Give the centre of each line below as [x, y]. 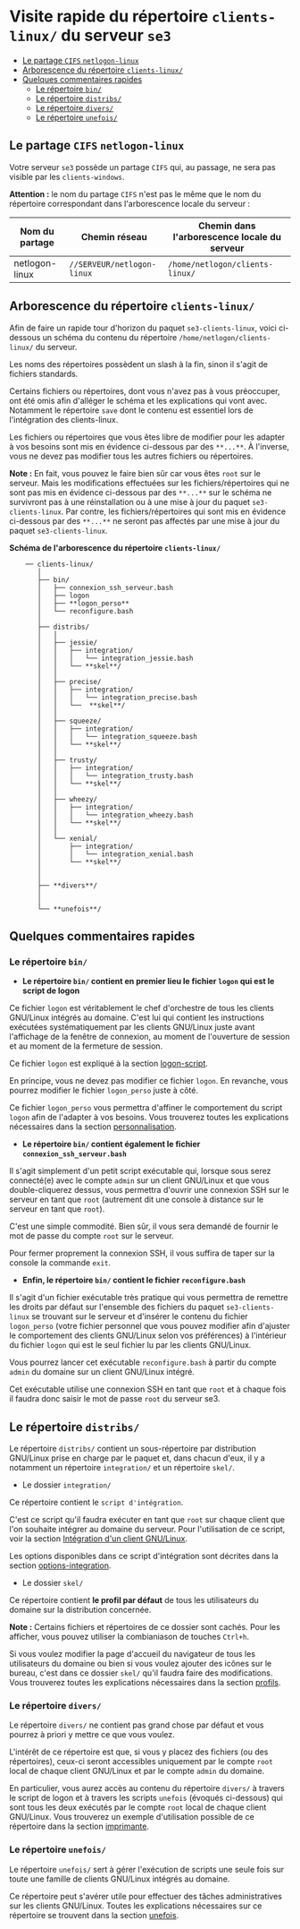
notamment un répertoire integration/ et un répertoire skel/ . [122, 1468]
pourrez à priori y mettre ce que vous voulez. [92, 1735]
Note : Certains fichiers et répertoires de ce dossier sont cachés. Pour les [145, 1627]
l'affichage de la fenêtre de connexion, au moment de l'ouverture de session [150, 1037]
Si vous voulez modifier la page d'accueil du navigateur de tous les [133, 1654]
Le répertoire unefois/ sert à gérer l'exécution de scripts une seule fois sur [147, 1869]
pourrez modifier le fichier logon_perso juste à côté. [104, 1091]
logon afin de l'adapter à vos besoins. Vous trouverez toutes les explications [149, 1118]
